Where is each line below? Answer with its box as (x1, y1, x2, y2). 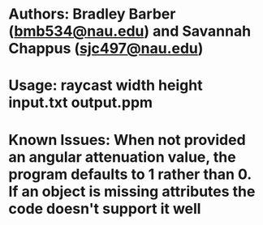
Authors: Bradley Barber (8, 5, 176, 23)
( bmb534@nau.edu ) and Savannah (8, 22, 252, 40)
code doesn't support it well (8, 199, 201, 218)
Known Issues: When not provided (8, 130, 246, 149)
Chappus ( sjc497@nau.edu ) (8, 40, 204, 57)
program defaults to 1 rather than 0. (8, 165, 252, 183)
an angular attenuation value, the (8, 147, 237, 166)
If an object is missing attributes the (8, 182, 256, 201)
